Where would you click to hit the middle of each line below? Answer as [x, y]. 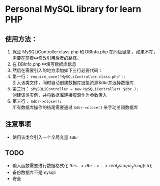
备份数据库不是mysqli [34, 172]
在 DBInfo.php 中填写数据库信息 [44, 64]
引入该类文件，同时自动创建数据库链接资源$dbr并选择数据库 [73, 83]
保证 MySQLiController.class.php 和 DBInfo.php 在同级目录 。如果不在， [85, 52]
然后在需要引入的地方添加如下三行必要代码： [57, 70]
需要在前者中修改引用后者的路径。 [47, 58]
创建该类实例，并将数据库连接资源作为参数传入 [59, 95]
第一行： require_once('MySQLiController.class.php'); [69, 76]
